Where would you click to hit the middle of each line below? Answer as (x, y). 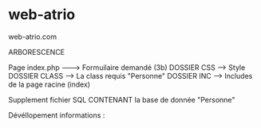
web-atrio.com (33, 37)
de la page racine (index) (49, 84)
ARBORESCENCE (37, 52)
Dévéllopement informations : (57, 115)
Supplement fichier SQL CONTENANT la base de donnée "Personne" (122, 99)
